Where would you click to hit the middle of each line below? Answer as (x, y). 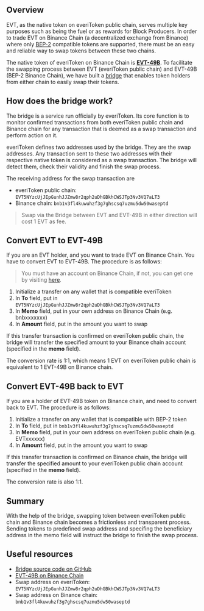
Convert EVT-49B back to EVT (65, 386)
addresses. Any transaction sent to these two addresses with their (89, 153)
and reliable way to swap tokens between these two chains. (81, 51)
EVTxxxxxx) (30, 439)
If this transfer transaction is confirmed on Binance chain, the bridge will (97, 457)
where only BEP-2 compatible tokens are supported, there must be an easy (100, 44)
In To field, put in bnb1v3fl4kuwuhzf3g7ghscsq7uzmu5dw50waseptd (94, 426)
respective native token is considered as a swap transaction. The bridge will (101, 160)
